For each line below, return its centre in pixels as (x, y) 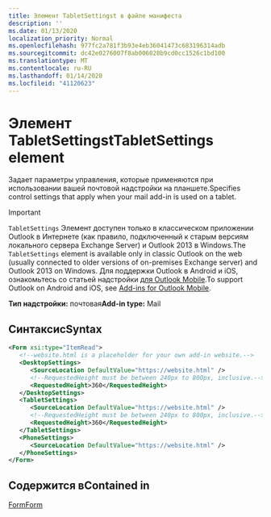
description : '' (35, 23)
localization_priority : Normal (61, 38)
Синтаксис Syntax (55, 329)
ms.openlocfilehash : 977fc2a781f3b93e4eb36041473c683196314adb (117, 46)
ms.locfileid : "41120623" (52, 83)
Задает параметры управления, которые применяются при (111, 180)
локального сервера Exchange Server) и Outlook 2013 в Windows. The (127, 245)
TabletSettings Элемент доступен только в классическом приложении (131, 228)
